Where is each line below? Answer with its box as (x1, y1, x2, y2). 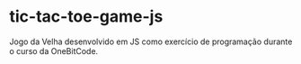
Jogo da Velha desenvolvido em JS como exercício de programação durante (9, 36, 293, 47)
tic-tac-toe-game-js (9, 6, 164, 27)
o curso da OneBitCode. (9, 45, 99, 56)
